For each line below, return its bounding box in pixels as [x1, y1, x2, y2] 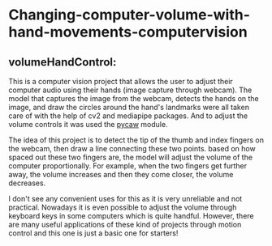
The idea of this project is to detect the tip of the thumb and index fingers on [8, 135, 264, 145]
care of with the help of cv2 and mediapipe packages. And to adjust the [8, 111, 248, 121]
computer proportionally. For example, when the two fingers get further [8, 161, 248, 171]
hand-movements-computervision [8, 23, 248, 41]
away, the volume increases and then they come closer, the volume [8, 170, 234, 179]
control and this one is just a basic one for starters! [8, 228, 179, 238]
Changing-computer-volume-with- [8, 6, 250, 24]
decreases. [8, 178, 46, 188]
